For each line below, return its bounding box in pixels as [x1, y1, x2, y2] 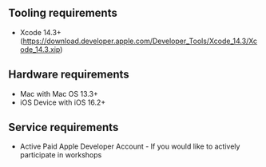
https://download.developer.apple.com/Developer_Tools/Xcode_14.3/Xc [22, 36, 258, 46]
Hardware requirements [8, 68, 129, 82]
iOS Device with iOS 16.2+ [19, 97, 106, 107]
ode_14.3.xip [19, 44, 61, 54]
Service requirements [8, 121, 119, 134]
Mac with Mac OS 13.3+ [19, 89, 98, 98]
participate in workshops [19, 150, 102, 160]
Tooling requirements [8, 6, 117, 20]
